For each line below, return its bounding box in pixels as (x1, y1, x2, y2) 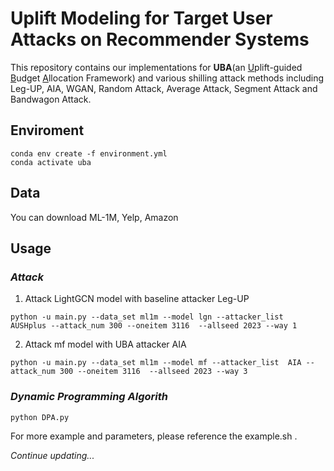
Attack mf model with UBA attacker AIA (24, 338, 187, 351)
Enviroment (10, 122, 85, 139)
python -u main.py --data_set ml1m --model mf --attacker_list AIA (10, 358, 302, 368)
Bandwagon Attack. (10, 93, 92, 105)
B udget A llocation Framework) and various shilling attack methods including (10, 72, 325, 84)
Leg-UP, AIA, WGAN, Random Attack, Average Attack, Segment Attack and (10, 82, 318, 94)
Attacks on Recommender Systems (10, 28, 310, 51)
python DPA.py (10, 412, 70, 422)
